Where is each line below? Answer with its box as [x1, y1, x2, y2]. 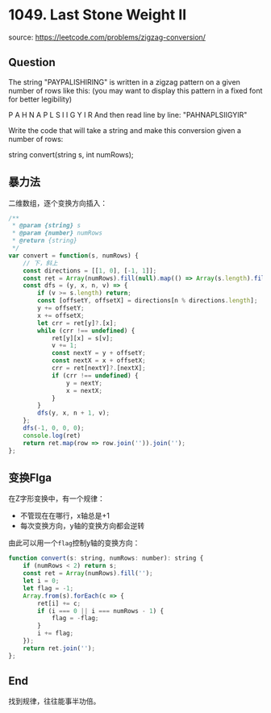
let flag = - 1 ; [23, 584, 74, 592]
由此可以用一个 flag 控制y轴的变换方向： [8, 538, 140, 548]
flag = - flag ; [51, 615, 99, 623]
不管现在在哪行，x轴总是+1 [19, 511, 110, 521]
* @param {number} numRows [11, 229, 103, 237]
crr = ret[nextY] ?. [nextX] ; [51, 365, 147, 373]
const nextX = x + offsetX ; [51, 356, 147, 365]
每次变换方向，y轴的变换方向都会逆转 [19, 521, 145, 531]
